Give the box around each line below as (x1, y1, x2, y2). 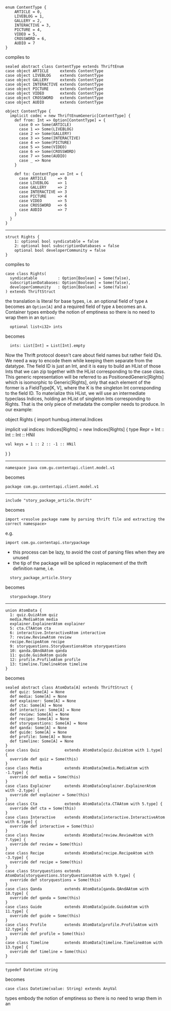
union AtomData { (5, 608, 42, 613)
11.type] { (5, 909, 28, 914)
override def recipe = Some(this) (10, 860, 83, 865)
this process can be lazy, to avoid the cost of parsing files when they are (12, 549, 165, 555)
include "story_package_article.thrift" (5, 498, 93, 503)
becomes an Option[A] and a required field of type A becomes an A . (5, 303, 147, 310)
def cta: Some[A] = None (10, 703, 63, 708)
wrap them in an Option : (5, 315, 55, 320)
